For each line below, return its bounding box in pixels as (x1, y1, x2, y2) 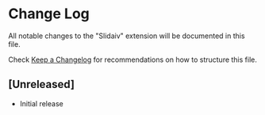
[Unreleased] (8, 78, 75, 91)
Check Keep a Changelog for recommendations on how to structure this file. (8, 55, 258, 64)
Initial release (19, 98, 63, 108)
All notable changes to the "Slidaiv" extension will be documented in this (8, 31, 245, 40)
